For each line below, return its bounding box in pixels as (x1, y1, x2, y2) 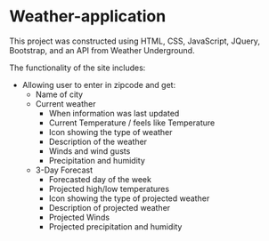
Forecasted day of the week (48, 173, 151, 184)
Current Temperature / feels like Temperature (48, 117, 216, 128)
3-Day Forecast (35, 165, 94, 175)
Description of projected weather (48, 202, 171, 213)
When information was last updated (48, 108, 180, 118)
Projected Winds (48, 212, 110, 222)
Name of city (35, 89, 83, 100)
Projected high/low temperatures (48, 183, 170, 194)
